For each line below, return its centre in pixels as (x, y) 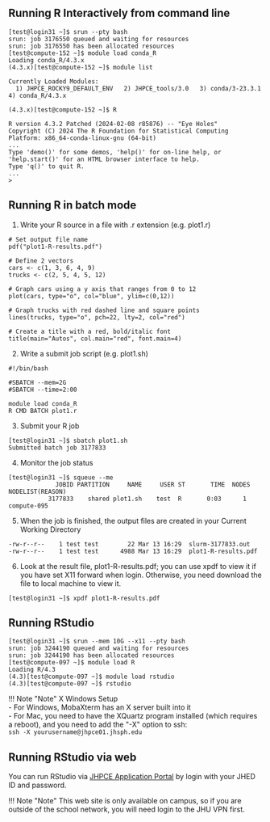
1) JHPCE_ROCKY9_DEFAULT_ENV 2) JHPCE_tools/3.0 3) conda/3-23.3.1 (139, 88)
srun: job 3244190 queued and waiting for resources (99, 649)
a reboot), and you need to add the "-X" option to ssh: (98, 725)
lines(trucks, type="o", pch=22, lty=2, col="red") (97, 317)
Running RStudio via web (73, 757)
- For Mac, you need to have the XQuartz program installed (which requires (133, 716)
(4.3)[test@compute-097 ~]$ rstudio (70, 684)
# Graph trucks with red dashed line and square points (104, 310)
